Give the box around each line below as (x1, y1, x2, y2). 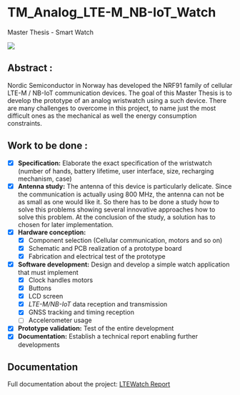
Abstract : (7, 62, 53, 74)
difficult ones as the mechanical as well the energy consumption (7, 111, 197, 120)
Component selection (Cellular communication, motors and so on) (28, 236, 223, 244)
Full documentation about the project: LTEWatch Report (7, 380, 171, 389)
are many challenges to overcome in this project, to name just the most (7, 104, 216, 112)
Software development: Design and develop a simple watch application (17, 260, 230, 269)
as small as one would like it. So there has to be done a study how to (17, 197, 220, 206)
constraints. (7, 119, 43, 127)
